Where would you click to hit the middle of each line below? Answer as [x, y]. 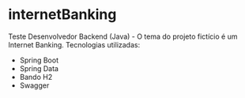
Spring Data [39, 68]
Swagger [34, 85]
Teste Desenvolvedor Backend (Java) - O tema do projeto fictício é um [123, 36]
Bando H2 [36, 77]
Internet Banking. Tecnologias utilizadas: [74, 44]
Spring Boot [39, 60]
